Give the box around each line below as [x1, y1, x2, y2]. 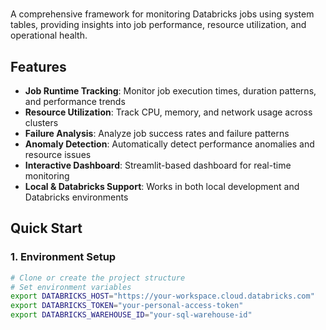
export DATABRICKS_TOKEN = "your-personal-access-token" [10, 301, 244, 311]
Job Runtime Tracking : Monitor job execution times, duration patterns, [24, 85, 317, 97]
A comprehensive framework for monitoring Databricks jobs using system [10, 8, 315, 20]
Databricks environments [24, 191, 129, 203]
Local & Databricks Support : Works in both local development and [24, 181, 300, 192]
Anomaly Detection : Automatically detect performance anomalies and [24, 138, 315, 150]
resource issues [24, 149, 92, 160]
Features [10, 58, 67, 75]
